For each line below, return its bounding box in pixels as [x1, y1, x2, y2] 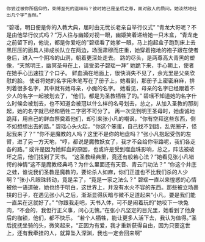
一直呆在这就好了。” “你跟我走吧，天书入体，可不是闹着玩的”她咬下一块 [6, 199, 184, 206]
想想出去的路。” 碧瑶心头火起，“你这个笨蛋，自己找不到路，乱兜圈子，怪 [16, 123, 197, 130]
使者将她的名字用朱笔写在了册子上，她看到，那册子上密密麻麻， [29, 77, 190, 84]
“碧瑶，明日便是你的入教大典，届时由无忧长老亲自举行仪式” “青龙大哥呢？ [6, 24, 192, 30]
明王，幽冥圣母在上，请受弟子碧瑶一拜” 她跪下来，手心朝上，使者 [30, 62, 195, 69]
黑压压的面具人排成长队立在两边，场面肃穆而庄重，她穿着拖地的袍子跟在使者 [6, 46, 199, 54]
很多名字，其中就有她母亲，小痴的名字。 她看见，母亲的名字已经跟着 [16, 85, 190, 91]
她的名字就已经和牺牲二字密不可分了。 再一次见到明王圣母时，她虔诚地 [16, 107, 195, 115]
